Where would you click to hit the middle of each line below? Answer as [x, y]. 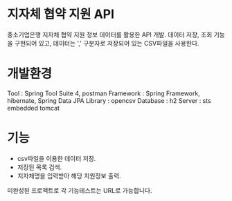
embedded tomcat [34, 108]
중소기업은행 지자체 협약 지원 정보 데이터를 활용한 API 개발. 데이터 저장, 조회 [110, 35]
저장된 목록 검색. [39, 167]
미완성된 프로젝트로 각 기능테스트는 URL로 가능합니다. [80, 190]
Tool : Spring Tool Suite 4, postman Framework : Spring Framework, [104, 93]
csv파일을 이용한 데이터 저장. [56, 158]
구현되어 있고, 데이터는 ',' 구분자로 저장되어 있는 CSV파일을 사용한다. [107, 43]
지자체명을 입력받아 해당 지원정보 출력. [69, 175]
